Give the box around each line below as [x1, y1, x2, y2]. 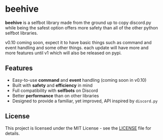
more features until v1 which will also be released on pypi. [5, 50, 122, 56]
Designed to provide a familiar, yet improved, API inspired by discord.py [12, 98, 158, 104]
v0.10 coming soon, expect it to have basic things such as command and [5, 39, 152, 45]
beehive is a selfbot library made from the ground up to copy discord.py [5, 20, 151, 25]
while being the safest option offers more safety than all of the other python [5, 24, 158, 30]
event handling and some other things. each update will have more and [5, 45, 149, 50]
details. [5, 130, 20, 136]
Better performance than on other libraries [12, 93, 99, 98]
